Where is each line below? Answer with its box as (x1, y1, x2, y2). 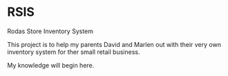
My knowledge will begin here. (7, 61, 95, 69)
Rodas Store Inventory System (7, 27, 94, 35)
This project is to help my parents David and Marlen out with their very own (7, 40, 221, 48)
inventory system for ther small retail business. (7, 48, 140, 56)
